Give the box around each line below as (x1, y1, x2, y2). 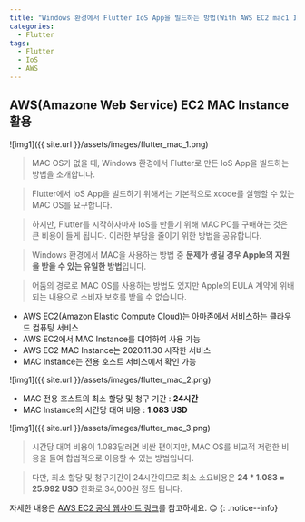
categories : (9, 22, 54, 31)
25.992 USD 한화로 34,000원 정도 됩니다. (31, 483, 183, 494)
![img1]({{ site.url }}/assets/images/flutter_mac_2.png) (9, 374, 212, 385)
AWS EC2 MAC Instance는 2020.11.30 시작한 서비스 (22, 344, 212, 355)
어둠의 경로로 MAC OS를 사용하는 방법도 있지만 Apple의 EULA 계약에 (31, 280, 279, 291)
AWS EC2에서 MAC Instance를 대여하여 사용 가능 (22, 333, 202, 344)
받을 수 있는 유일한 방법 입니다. (40, 261, 147, 271)
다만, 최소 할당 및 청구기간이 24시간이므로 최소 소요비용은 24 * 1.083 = (31, 471, 286, 482)
